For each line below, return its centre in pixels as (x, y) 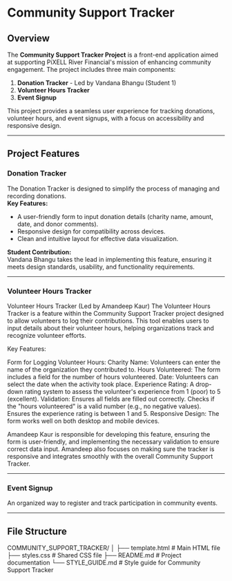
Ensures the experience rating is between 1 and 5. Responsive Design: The (113, 413)
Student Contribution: (39, 252)
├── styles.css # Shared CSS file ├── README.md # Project (94, 555)
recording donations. (37, 196)
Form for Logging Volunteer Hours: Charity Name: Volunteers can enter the (114, 362)
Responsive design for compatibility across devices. (91, 231)
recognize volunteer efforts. (47, 335)
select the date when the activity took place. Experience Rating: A (101, 384)
